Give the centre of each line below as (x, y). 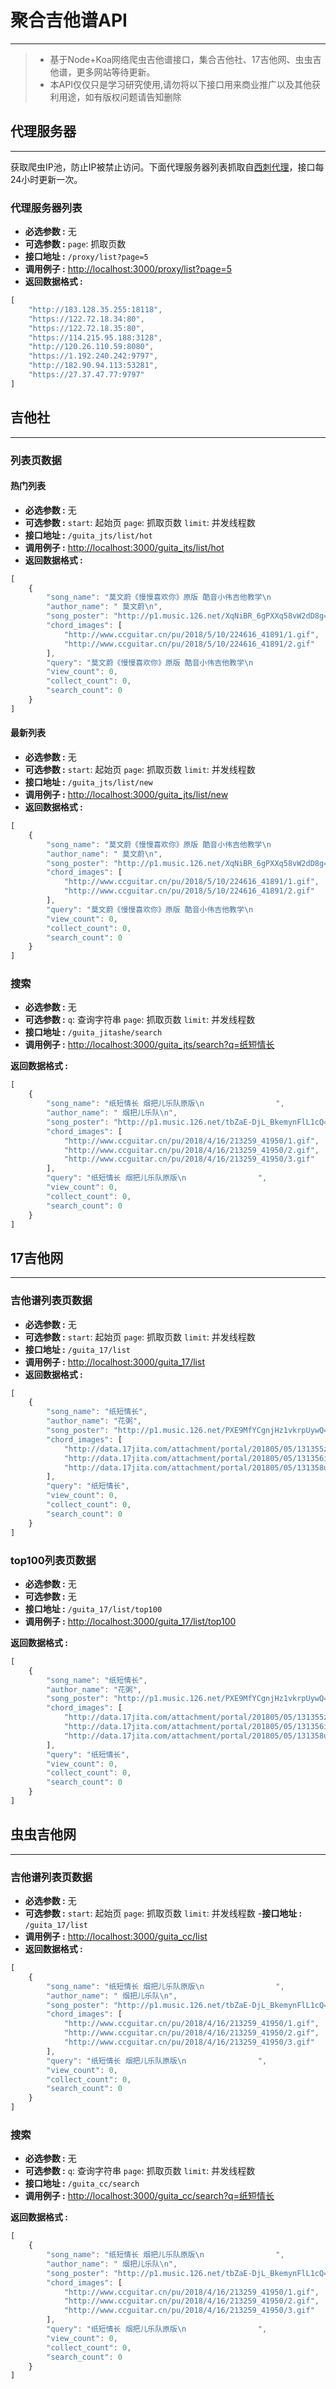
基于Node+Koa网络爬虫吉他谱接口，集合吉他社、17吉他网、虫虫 (181, 59)
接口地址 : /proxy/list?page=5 (86, 257)
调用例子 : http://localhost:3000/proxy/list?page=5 (128, 269)
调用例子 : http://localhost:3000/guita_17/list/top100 (130, 1621)
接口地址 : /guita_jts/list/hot (88, 535)
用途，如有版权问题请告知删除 (120, 97)
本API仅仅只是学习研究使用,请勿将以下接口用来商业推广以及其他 (180, 84)
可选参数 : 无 (50, 1596)
